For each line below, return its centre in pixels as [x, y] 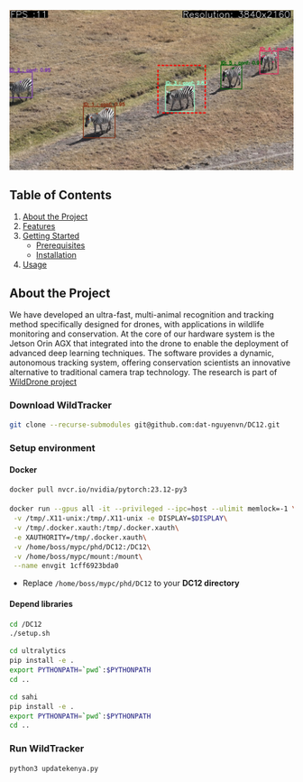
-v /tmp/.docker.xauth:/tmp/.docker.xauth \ [96, 528]
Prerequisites [60, 245]
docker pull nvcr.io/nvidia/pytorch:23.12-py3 [98, 490]
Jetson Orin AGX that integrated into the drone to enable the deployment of [149, 344]
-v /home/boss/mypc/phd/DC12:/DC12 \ [82, 547]
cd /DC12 [26, 624]
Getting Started [50, 236]
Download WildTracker [61, 405]
